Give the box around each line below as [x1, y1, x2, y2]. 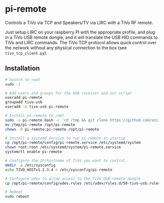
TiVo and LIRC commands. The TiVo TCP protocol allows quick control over [5, 39, 157, 45]
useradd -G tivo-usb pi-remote [5, 104, 69, 109]
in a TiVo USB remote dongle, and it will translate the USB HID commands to [5, 34, 158, 40]
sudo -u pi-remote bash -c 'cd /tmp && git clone [5, 118, 108, 123]
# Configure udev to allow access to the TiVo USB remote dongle [5, 176, 141, 181]
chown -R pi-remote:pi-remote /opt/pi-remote [5, 127, 99, 132]
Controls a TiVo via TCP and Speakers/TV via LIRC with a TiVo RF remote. [5, 20, 153, 25]
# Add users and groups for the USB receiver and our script [5, 91, 132, 96]
